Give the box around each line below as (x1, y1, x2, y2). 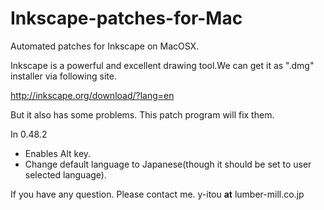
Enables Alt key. (24, 147, 92, 159)
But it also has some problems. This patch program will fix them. (10, 108, 275, 121)
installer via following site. (10, 70, 117, 82)
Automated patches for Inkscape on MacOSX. (10, 40, 200, 52)
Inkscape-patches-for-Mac (10, 7, 243, 30)
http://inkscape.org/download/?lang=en (10, 89, 175, 101)
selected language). (24, 168, 107, 181)
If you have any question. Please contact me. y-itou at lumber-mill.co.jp (10, 188, 305, 200)
